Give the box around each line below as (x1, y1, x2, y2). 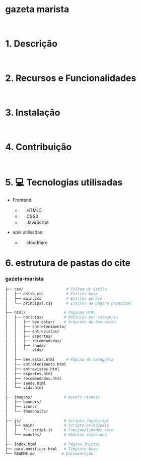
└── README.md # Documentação (5, 451, 94, 456)
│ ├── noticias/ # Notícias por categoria (5, 315, 118, 320)
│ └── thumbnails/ (5, 408, 49, 414)
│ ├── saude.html (5, 381, 46, 386)
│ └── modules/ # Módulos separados (5, 432, 107, 438)
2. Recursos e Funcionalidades (5, 72, 136, 84)
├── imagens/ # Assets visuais (5, 395, 100, 400)
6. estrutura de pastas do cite (5, 257, 131, 268)
